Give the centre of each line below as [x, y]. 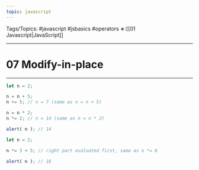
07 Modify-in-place [55, 64]
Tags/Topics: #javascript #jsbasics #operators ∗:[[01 [71, 29]
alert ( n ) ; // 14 [29, 129]
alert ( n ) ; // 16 [29, 161]
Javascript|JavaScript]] [35, 35]
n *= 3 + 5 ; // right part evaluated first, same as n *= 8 [82, 150]
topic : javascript [29, 12]
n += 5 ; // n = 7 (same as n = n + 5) [54, 102]
